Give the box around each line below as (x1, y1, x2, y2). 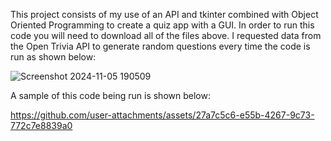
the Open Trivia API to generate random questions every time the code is (10, 40, 311, 52)
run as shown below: (10, 51, 97, 63)
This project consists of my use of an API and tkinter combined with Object (10, 9, 319, 20)
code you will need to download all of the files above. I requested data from (10, 30, 322, 41)
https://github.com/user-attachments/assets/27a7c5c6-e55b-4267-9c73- (10, 109, 315, 121)
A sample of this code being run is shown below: (10, 90, 211, 101)
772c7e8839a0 (10, 120, 73, 131)
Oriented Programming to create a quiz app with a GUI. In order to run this (10, 19, 315, 31)
